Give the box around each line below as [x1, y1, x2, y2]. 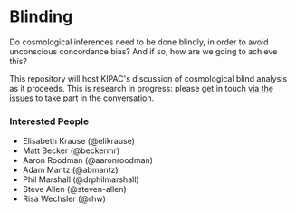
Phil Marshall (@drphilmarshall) [22, 174, 139, 185]
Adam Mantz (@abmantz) [22, 165, 119, 176]
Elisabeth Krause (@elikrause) [22, 136, 136, 147]
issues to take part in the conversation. [9, 92, 155, 103]
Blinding [9, 6, 73, 27]
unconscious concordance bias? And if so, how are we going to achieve [9, 45, 278, 56]
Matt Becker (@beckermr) [22, 145, 120, 156]
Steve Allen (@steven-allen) [22, 184, 127, 195]
